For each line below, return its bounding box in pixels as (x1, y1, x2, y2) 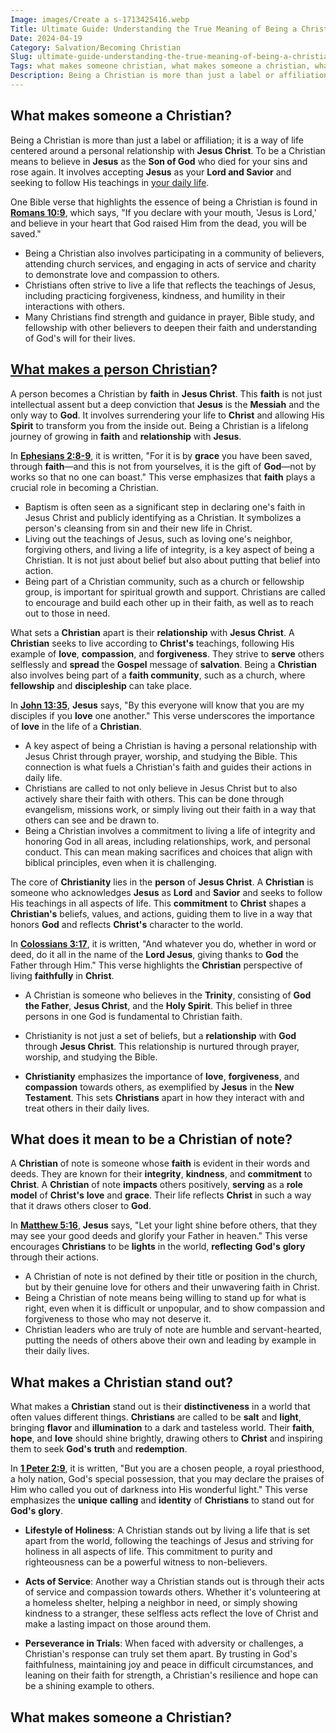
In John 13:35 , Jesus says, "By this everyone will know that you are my (10, 699, 305, 711)
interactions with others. (24, 300, 125, 312)
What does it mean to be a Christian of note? (10, 1131, 293, 1148)
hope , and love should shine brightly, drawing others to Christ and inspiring (10, 1432, 323, 1445)
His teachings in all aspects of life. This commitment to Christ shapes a (10, 897, 307, 909)
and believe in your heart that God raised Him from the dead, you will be (10, 217, 307, 229)
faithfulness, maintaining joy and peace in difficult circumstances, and (24, 1659, 314, 1671)
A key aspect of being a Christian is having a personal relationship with (24, 739, 318, 751)
